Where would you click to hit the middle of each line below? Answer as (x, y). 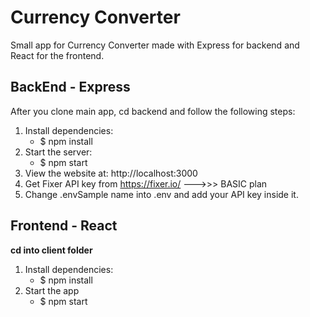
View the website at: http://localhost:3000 (111, 173)
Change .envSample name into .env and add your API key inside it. (161, 194)
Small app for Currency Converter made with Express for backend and (155, 45)
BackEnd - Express (70, 87)
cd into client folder (51, 250)
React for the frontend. (57, 55)
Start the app (52, 290)
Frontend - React (64, 226)
